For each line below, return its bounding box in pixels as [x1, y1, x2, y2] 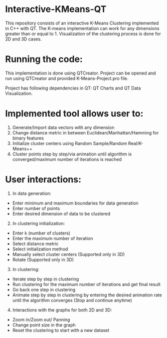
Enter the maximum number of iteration [12, 235, 93, 241]
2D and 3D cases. [5, 36, 42, 42]
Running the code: [5, 53, 83, 65]
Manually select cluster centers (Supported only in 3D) [12, 251, 125, 257]
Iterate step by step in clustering [12, 276, 79, 282]
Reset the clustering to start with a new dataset [12, 327, 110, 333]
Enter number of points [12, 205, 60, 211]
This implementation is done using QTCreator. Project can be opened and [5, 70, 156, 76]
